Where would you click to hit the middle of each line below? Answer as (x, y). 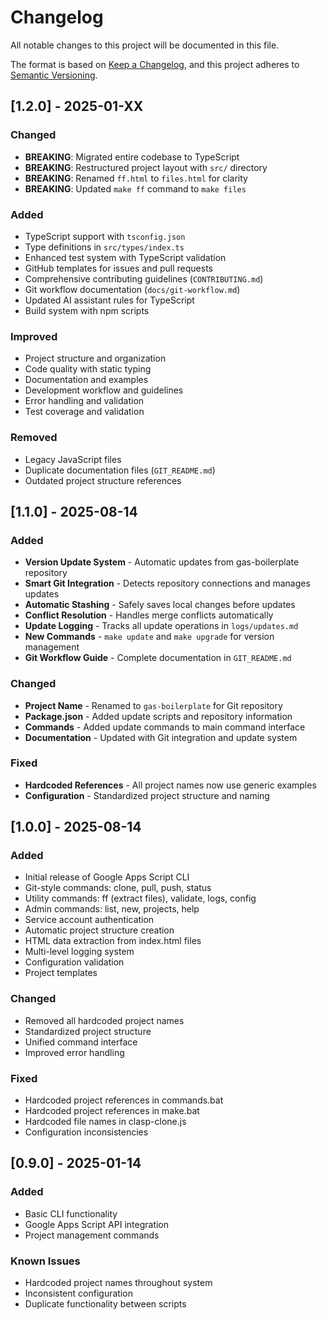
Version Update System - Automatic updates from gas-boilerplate (162, 562)
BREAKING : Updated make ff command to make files (135, 188)
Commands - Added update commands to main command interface (165, 727)
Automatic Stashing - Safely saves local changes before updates (160, 605)
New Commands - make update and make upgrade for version (149, 637)
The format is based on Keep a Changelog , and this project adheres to (155, 64)
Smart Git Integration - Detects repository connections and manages (167, 583)
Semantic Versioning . (54, 75)
